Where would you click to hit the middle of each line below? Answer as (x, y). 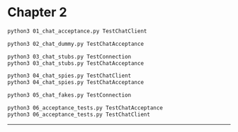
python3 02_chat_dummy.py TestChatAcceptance (75, 44)
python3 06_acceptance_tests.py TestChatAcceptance (85, 108)
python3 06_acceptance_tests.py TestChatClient (79, 114)
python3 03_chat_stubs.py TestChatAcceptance (75, 63)
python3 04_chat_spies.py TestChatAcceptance (75, 83)
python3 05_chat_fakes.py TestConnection (69, 95)
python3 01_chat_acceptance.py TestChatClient (77, 31)
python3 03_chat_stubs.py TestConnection (69, 56)
